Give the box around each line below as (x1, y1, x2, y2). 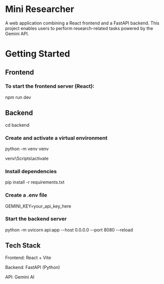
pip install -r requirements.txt (5, 179, 65, 185)
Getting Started (5, 48, 71, 59)
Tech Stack (5, 241, 41, 250)
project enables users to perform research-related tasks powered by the (5, 25, 153, 31)
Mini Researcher (5, 3, 75, 15)
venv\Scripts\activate (5, 155, 49, 161)
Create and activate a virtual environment (5, 134, 108, 141)
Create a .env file (5, 192, 47, 199)
